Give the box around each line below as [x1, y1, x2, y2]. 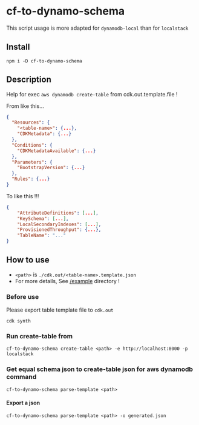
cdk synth [6, 318, 31, 324]
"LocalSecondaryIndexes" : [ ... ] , [17, 221, 102, 227]
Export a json [6, 399, 41, 407]
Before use [6, 292, 39, 301]
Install [6, 42, 30, 52]
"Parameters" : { [11, 159, 53, 165]
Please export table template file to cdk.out [6, 306, 114, 313]
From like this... [6, 102, 44, 110]
